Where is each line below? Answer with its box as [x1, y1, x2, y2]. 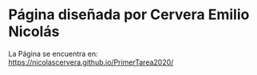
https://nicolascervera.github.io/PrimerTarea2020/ [8, 57, 174, 67]
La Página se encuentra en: [8, 49, 98, 58]
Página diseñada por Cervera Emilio [8, 6, 250, 24]
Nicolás [8, 22, 60, 41]
